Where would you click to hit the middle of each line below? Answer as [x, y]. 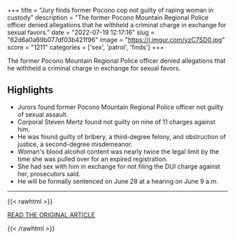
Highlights [30, 90]
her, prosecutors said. [49, 173]
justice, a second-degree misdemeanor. [75, 144]
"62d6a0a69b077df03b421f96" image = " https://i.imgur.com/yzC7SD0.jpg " [116, 40]
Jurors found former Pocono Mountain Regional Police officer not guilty [120, 107]
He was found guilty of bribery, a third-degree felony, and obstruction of [122, 136]
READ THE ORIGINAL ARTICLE [51, 215]
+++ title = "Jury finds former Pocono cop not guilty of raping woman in [111, 10]
